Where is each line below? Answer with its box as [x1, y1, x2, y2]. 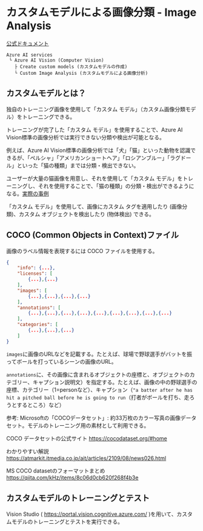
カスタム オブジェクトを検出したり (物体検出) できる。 [19, 210, 155, 218]
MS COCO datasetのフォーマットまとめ [6, 467, 105, 474]
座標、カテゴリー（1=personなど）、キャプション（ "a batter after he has [6, 386, 193, 393]
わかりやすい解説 [6, 448, 49, 455]
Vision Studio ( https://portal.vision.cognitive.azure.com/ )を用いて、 [6, 510, 177, 518]
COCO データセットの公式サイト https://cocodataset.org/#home [6, 434, 168, 442]
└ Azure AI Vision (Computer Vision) [8, 57, 104, 63]
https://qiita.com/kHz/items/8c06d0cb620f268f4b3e [6, 474, 139, 481]
